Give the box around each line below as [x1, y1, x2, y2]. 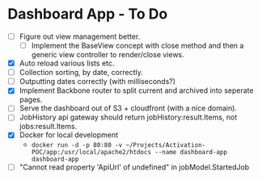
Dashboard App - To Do [7, 5, 168, 23]
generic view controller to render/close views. [31, 50, 185, 60]
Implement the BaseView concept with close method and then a [31, 41, 244, 50]
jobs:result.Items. [19, 122, 78, 132]
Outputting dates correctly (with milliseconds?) [19, 77, 175, 86]
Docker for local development [19, 130, 119, 140]
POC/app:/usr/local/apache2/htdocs [31, 148, 151, 156]
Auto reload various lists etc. [19, 58, 115, 69]
